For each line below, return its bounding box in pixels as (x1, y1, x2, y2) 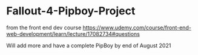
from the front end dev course (6, 24, 82, 31)
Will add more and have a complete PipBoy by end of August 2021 (6, 42, 171, 49)
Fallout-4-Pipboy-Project (6, 4, 136, 18)
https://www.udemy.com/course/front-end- (82, 24, 192, 31)
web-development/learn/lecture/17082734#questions (6, 30, 140, 37)
